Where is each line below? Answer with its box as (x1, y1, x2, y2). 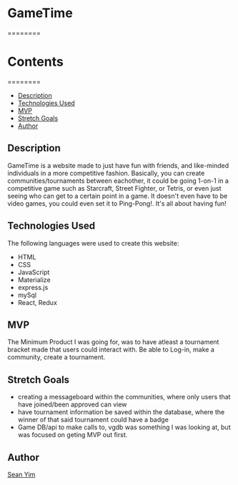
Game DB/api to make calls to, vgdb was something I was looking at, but (17, 423, 231, 431)
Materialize (17, 275, 51, 284)
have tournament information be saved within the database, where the (17, 408, 225, 416)
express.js (17, 283, 49, 291)
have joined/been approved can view (17, 400, 127, 409)
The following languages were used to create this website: (7, 239, 179, 247)
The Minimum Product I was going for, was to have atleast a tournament (7, 338, 219, 346)
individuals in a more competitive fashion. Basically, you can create (7, 169, 205, 177)
